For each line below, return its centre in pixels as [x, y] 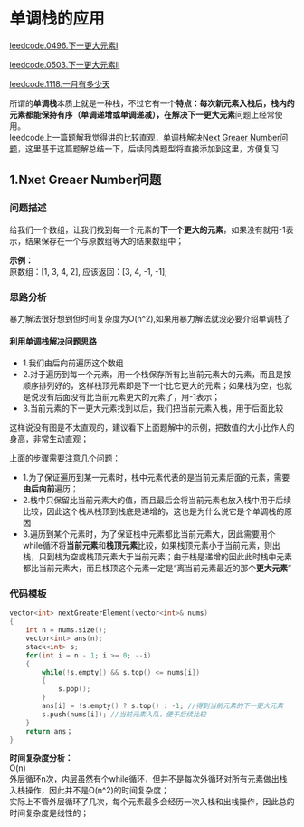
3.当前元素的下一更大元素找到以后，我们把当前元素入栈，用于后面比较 [153, 408]
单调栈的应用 [57, 19]
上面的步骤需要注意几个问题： [65, 458]
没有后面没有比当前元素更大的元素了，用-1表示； [129, 397]
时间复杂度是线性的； [49, 813]
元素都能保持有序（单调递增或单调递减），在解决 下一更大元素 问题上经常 [142, 114]
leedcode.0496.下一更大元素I [64, 45]
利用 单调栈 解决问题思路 [53, 341]
